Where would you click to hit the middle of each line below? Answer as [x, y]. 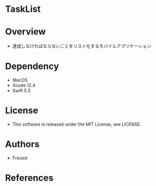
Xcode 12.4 [24, 86]
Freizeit [20, 158]
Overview [26, 32]
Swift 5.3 [21, 91]
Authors [22, 144]
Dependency [32, 67]
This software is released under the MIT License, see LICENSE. [77, 124]
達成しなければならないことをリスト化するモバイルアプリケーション [82, 46]
